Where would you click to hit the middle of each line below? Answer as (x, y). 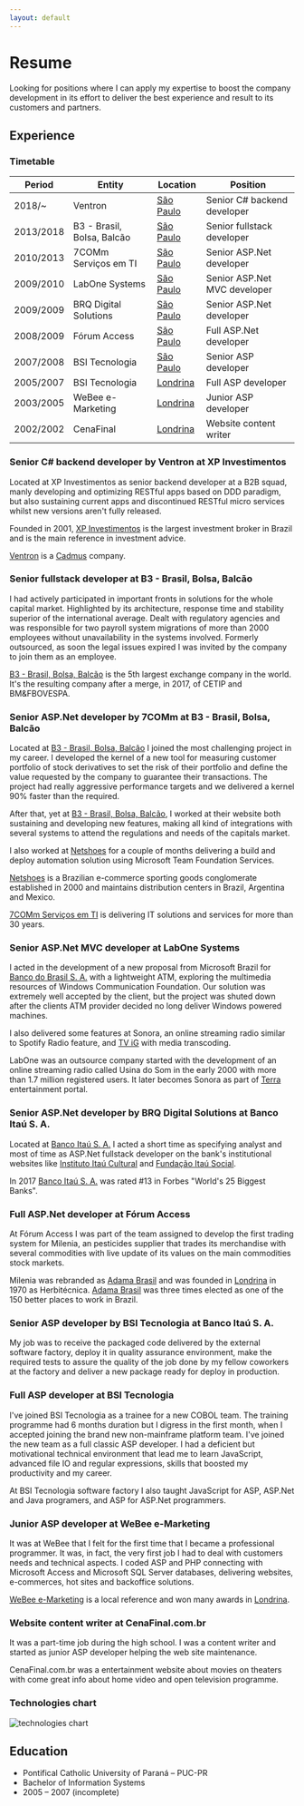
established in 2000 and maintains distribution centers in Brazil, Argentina (147, 888)
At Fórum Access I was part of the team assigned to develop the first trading (152, 1234)
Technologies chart (53, 1703)
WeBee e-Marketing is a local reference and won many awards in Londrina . (150, 1599)
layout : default (40, 18)
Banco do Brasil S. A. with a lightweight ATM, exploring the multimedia (140, 977)
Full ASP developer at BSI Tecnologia (92, 1395)
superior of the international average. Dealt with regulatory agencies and (145, 618)
